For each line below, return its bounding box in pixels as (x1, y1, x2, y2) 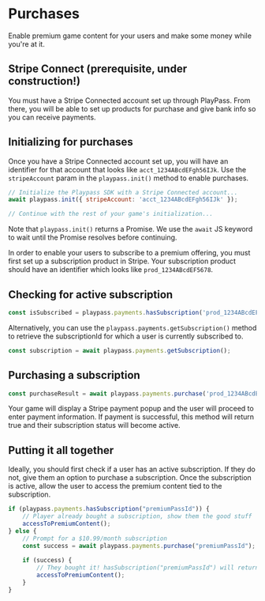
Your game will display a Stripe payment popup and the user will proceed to (8, 404, 254, 414)
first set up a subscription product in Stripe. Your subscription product (8, 256, 237, 266)
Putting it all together (8, 444, 114, 457)
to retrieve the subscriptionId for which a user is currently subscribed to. (8, 331, 244, 341)
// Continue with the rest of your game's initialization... (8, 210, 214, 218)
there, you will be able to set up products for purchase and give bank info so (8, 104, 256, 113)
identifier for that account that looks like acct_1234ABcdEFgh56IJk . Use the (8, 164, 247, 174)
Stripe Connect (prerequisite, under (8, 62, 188, 76)
